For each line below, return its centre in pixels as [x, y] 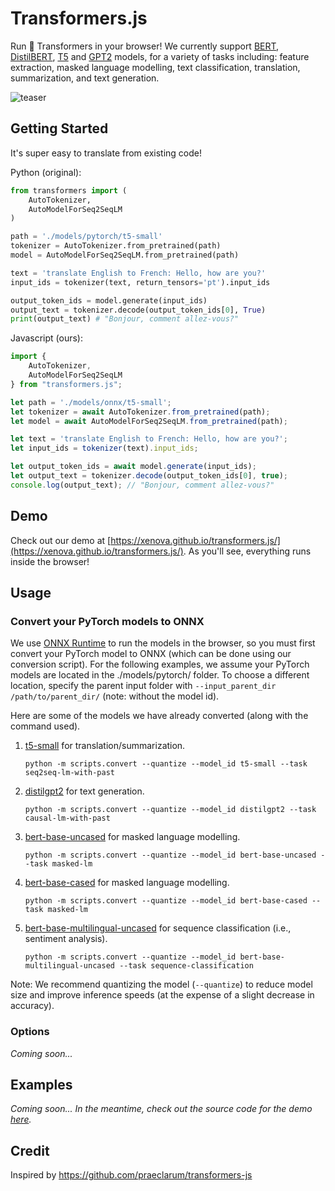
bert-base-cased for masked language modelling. [127, 883]
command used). [45, 726]
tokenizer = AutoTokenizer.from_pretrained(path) [116, 246]
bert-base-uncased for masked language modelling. [132, 837]
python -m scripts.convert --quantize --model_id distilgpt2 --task [170, 810]
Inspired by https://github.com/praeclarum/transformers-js [131, 1175]
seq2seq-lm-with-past [69, 773]
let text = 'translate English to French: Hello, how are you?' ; [149, 439]
